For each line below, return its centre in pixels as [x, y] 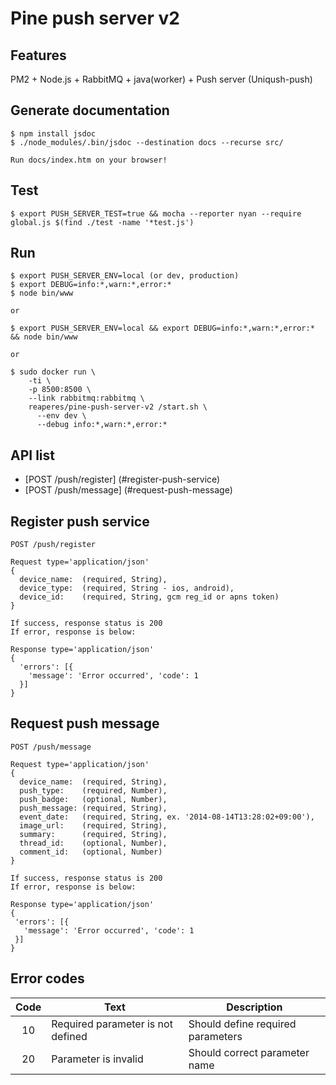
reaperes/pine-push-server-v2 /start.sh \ [118, 407]
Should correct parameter [249, 1052]
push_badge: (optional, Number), [93, 799]
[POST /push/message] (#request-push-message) [128, 490]
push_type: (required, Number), [93, 790]
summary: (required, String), [93, 834]
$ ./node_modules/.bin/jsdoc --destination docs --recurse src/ [147, 142]
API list [32, 455]
